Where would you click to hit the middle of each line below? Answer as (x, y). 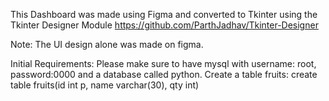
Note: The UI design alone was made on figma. (107, 44)
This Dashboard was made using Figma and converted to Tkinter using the (164, 14)
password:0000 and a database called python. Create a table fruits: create (164, 74)
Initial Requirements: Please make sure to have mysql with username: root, (163, 63)
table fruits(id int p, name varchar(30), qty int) (105, 85)
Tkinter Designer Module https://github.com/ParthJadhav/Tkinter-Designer (164, 25)
